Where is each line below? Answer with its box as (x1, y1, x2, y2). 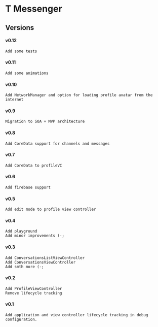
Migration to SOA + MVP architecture (5, 119, 85, 124)
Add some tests (5, 49, 37, 54)
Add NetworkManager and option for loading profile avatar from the (5, 92, 153, 98)
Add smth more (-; (5, 264, 44, 269)
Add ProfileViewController (5, 286, 62, 291)
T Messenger (5, 3, 62, 15)
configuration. (5, 317, 37, 322)
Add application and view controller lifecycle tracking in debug (5, 313, 148, 318)
